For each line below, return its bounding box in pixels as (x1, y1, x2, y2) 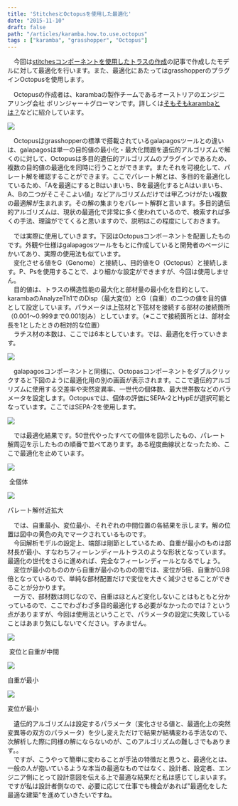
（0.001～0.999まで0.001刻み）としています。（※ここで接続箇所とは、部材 (7, 312, 225, 320)
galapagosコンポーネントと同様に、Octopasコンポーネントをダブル (13, 367, 212, 376)
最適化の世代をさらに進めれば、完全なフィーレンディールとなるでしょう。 (7, 557, 225, 565)
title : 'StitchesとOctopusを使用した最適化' (7, 10, 131, 18)
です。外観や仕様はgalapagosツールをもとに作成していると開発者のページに (7, 241, 230, 249)
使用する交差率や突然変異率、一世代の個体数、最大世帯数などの (31, 385, 219, 394)
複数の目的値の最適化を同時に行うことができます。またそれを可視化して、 (7, 163, 225, 172)
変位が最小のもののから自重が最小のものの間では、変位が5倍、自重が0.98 (13, 565, 230, 574)
